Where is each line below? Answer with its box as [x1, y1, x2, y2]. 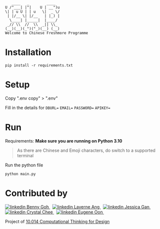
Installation [5, 47, 52, 58]
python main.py [5, 171, 36, 176]
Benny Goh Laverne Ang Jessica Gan [26, 204, 150, 209]
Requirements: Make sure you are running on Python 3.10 [5, 138, 123, 144]
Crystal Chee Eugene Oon [26, 209, 103, 215]
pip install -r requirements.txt [5, 62, 73, 68]
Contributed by [5, 188, 68, 199]
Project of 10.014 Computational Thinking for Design [5, 218, 110, 224]
